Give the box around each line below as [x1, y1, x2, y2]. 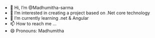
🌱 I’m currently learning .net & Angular [10, 15, 89, 21]
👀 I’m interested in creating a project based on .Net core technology [10, 10, 150, 16]
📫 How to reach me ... [10, 21, 57, 27]
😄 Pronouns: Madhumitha [10, 28, 64, 34]
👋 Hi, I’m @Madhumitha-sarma [10, 5, 74, 10]
